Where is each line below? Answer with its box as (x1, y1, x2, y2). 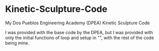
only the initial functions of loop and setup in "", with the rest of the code (5, 35, 155, 41)
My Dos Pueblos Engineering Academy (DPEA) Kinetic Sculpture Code (5, 20, 150, 26)
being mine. (5, 40, 30, 46)
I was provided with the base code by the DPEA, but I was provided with (5, 29, 154, 35)
